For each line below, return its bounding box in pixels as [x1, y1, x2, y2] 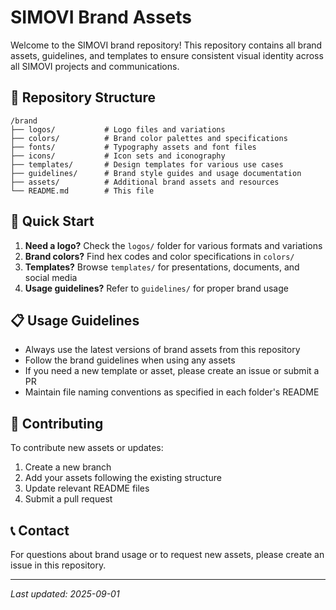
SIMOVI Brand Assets [10, 6, 193, 29]
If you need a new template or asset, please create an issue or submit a [24, 365, 320, 377]
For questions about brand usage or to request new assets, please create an [10, 549, 325, 560]
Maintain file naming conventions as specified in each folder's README [24, 386, 320, 398]
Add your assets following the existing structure [24, 472, 222, 484]
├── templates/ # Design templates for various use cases [10, 159, 284, 170]
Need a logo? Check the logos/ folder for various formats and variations [24, 239, 323, 251]
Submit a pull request [24, 493, 113, 505]
